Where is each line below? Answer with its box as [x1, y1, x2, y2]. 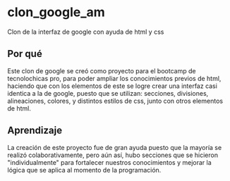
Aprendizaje [7, 125, 62, 137]
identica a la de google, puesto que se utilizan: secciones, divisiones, [7, 89, 209, 97]
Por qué [7, 48, 42, 60]
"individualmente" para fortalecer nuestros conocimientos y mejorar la [7, 158, 212, 166]
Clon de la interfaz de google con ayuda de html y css [7, 27, 164, 36]
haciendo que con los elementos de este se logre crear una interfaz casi [7, 82, 217, 90]
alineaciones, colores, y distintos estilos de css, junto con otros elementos [7, 96, 224, 105]
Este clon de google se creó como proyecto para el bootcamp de [7, 66, 196, 75]
